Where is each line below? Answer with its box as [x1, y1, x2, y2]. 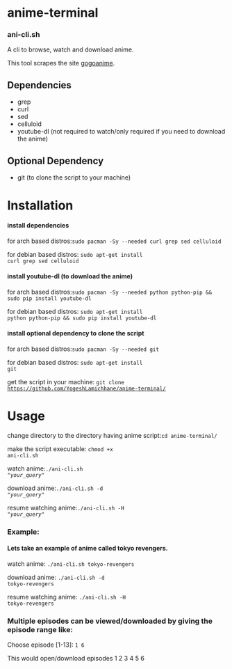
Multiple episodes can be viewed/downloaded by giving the [7, 616, 213, 626]
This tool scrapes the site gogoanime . [7, 59, 115, 68]
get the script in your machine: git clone [7, 377, 125, 386]
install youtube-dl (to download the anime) [7, 272, 133, 281]
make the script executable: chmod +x [7, 444, 113, 453]
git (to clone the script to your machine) [17, 173, 131, 182]
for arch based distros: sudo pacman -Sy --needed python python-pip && [7, 288, 213, 296]
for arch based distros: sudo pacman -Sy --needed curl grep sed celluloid [7, 237, 222, 245]
